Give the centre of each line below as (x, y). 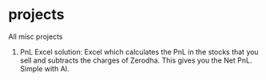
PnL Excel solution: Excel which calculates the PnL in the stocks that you (139, 51)
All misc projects (36, 36)
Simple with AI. (44, 68)
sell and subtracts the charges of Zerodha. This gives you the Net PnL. (136, 60)
